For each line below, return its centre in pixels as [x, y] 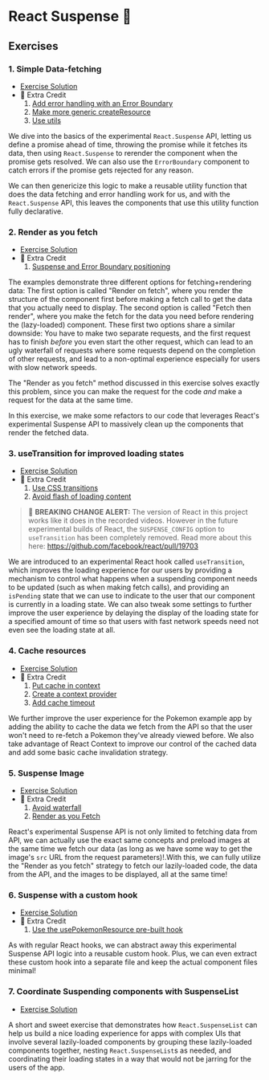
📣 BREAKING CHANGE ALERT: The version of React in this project [138, 512]
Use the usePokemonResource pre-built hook [107, 930]
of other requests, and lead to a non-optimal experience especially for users [134, 359]
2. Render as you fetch [53, 232]
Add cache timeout [63, 703]
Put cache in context [66, 685]
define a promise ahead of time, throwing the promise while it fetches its [128, 145]
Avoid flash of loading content [82, 496]
